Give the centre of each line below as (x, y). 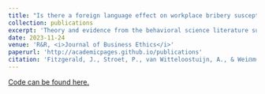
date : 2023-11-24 (37, 38)
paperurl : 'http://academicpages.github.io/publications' (105, 52)
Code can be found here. (49, 82)
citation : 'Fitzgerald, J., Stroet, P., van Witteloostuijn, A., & (121, 60)
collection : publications (50, 23)
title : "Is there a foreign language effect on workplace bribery (119, 15)
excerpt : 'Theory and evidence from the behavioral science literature (128, 30)
